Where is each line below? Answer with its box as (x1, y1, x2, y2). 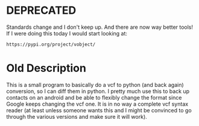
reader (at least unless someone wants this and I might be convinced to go (6, 106, 192, 114)
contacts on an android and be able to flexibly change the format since (6, 94, 182, 101)
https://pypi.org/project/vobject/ (6, 41, 96, 47)
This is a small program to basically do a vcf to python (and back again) (6, 81, 184, 88)
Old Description (6, 61, 86, 75)
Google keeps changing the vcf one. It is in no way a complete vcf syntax (6, 100, 189, 107)
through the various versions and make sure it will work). (6, 113, 148, 120)
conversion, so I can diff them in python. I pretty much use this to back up (6, 88, 190, 95)
